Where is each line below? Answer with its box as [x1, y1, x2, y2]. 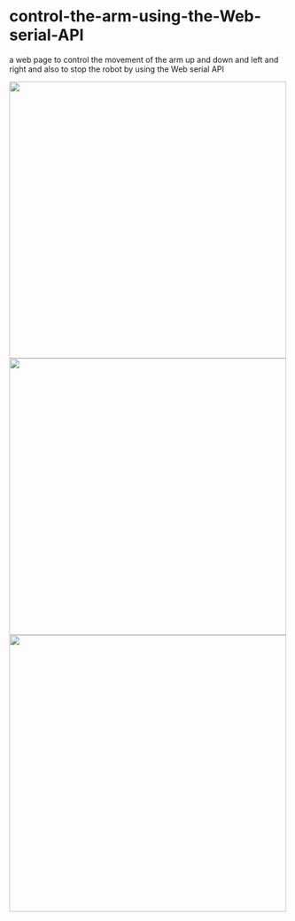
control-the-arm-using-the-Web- [9, 6, 261, 27]
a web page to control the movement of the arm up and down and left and [9, 54, 279, 65]
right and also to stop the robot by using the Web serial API [9, 64, 224, 74]
